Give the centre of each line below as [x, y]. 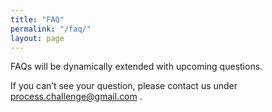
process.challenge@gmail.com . [76, 97]
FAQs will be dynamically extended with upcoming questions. [136, 67]
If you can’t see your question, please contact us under [124, 86]
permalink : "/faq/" [51, 29]
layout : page [37, 38]
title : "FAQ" [37, 19]
